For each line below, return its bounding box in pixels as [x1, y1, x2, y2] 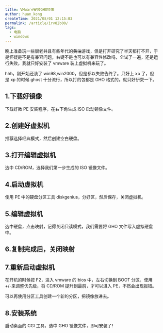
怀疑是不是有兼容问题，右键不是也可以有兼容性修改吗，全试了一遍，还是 [9, 54, 154, 60]
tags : [5, 25, 16, 30]
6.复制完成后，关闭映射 [5, 245, 75, 253]
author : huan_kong [5, 12, 42, 17]
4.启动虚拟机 [5, 180, 44, 188]
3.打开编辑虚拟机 [5, 151, 56, 159]
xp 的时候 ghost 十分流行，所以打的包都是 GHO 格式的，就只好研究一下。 [10, 76, 157, 83]
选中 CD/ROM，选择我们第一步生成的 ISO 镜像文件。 [5, 165, 110, 170]
